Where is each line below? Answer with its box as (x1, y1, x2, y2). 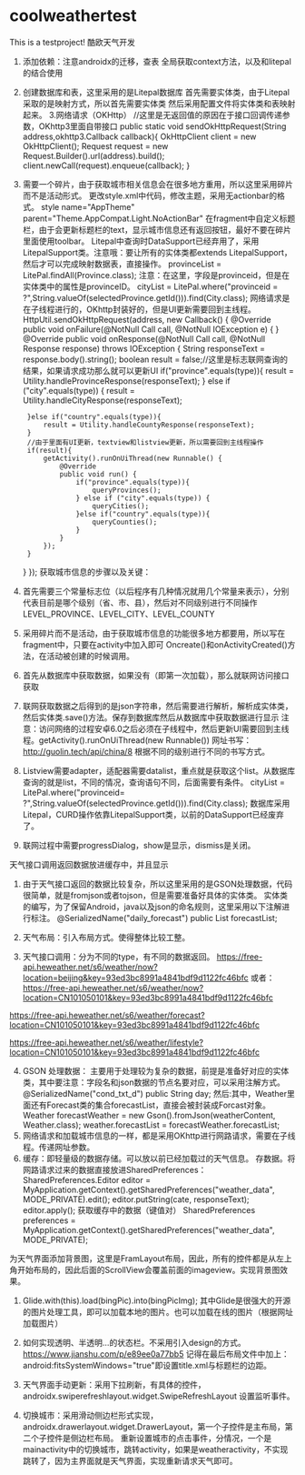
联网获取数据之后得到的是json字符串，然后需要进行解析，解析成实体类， (22, 700, 293, 711)
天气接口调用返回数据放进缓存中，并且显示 (9, 858, 169, 869)
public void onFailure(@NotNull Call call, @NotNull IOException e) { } (22, 324, 280, 335)
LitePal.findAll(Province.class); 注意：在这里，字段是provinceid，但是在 (22, 269, 290, 280)
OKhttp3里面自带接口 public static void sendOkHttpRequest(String (38, 120, 287, 132)
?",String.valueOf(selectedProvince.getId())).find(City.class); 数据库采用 (22, 798, 290, 808)
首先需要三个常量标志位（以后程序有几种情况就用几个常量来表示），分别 (22, 586, 290, 597)
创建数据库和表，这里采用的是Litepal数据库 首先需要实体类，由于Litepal (22, 86, 290, 97)
